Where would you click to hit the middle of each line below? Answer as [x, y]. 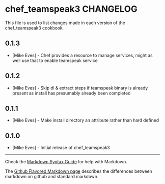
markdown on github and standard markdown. [52, 177]
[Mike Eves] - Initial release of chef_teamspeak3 [61, 148]
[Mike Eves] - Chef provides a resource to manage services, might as [82, 55]
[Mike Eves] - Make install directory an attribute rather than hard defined [85, 120]
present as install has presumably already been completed [71, 93]
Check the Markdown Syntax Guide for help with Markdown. [66, 162]
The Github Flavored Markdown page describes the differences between [79, 171]
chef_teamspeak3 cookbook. [34, 28]
